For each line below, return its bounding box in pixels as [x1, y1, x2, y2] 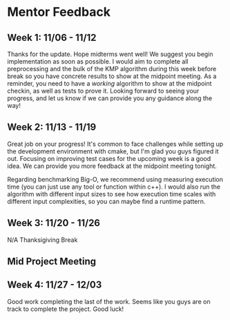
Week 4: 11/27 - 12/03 [7, 279, 102, 291]
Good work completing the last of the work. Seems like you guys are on [7, 297, 211, 305]
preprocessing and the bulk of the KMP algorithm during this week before [7, 65, 217, 73]
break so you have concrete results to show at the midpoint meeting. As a [7, 72, 217, 80]
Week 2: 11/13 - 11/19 [7, 122, 97, 133]
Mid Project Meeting [7, 256, 97, 267]
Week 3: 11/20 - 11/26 [7, 217, 101, 229]
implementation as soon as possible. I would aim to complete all [7, 57, 189, 66]
